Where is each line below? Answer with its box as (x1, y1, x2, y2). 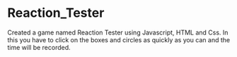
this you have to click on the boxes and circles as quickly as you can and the (7, 35, 231, 44)
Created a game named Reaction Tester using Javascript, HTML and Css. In (7, 28, 229, 37)
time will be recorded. (7, 43, 71, 51)
